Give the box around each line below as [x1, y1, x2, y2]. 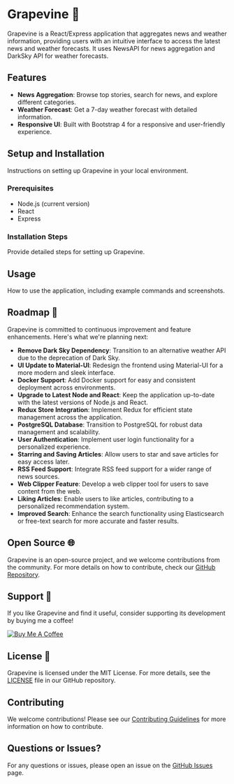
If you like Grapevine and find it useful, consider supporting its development [7, 609, 226, 617]
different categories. [17, 98, 77, 106]
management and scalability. [17, 427, 101, 436]
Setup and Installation [7, 148, 105, 160]
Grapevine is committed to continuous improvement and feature [7, 325, 191, 334]
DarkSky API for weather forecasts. [7, 52, 109, 60]
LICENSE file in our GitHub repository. [7, 676, 116, 685]
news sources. [17, 472, 60, 480]
